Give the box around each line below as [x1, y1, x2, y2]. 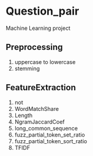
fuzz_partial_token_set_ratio [14, 131, 85, 138]
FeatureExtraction [6, 82, 76, 93]
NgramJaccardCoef [14, 118, 65, 126]
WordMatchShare [14, 105, 59, 112]
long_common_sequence [14, 124, 78, 132]
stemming [14, 65, 40, 72]
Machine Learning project [6, 24, 71, 32]
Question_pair [6, 4, 80, 18]
